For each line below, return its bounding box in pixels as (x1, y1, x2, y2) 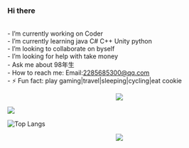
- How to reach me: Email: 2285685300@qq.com (7, 68, 150, 77)
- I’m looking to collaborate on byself (7, 45, 115, 53)
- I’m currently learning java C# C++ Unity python (7, 37, 153, 46)
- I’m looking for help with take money (7, 52, 119, 60)
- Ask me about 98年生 (7, 60, 75, 69)
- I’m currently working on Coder (7, 29, 103, 38)
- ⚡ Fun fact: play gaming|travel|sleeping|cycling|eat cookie (7, 77, 183, 85)
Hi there (7, 6, 36, 16)
